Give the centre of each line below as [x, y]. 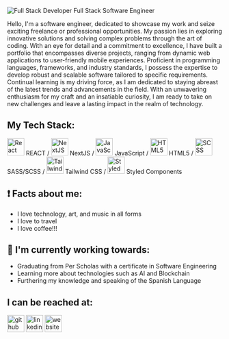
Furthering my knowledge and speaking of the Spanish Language [109, 281]
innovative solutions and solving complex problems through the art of [105, 38]
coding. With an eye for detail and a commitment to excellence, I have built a [114, 46]
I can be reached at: [50, 302]
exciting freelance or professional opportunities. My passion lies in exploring [114, 31]
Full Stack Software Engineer [114, 11]
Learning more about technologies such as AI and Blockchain [103, 273]
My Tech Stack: [41, 126]
